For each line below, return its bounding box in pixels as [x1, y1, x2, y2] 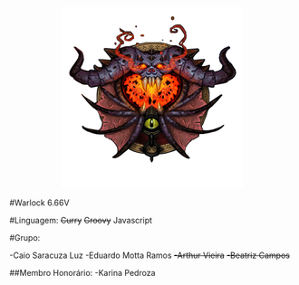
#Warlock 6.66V [9, 197, 70, 208]
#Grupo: [9, 233, 41, 242]
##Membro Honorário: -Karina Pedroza [9, 268, 156, 278]
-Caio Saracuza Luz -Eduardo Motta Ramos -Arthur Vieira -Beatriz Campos [9, 250, 290, 261]
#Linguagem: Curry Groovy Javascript [9, 215, 152, 225]
